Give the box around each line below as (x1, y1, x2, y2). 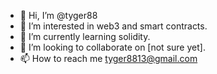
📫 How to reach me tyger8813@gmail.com (19, 53, 198, 64)
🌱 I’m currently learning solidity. (19, 31, 151, 42)
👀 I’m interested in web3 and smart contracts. (19, 20, 208, 32)
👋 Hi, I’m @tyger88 (19, 10, 98, 21)
